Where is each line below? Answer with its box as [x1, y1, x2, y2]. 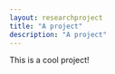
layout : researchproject [9, 13, 103, 23]
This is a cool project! [9, 55, 90, 66]
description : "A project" [9, 30, 107, 39]
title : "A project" [9, 22, 83, 31]
